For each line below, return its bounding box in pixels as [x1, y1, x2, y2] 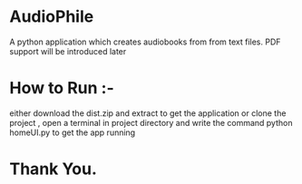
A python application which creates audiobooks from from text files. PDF [9, 36, 281, 47]
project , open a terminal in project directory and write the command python [9, 117, 293, 128]
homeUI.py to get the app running [9, 127, 136, 138]
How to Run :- [9, 78, 115, 99]
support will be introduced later [9, 45, 127, 56]
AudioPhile [9, 6, 94, 27]
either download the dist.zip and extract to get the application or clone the [9, 107, 287, 119]
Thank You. [9, 159, 98, 179]
